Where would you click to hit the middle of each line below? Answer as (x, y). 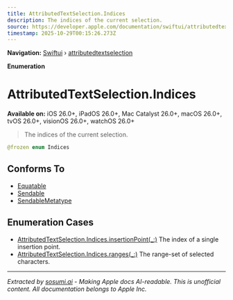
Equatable (32, 186)
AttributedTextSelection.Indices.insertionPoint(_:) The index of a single (118, 239)
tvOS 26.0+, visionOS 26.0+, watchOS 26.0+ (71, 121)
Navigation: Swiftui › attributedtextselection (70, 53)
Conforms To (36, 169)
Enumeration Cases (51, 222)
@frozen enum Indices (38, 148)
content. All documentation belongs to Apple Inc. (77, 289)
